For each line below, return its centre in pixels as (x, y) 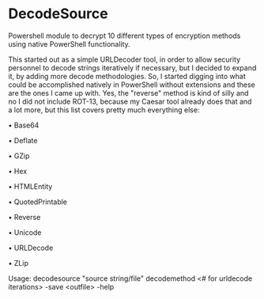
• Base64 (24, 125)
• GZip (19, 156)
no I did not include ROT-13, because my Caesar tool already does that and (130, 101)
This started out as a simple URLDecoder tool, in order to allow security (124, 59)
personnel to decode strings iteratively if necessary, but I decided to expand (132, 67)
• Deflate (23, 140)
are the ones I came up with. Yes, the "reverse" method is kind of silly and (128, 93)
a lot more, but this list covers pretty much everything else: (104, 110)
